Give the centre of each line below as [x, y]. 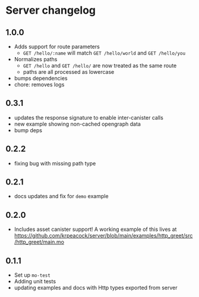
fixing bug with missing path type [55, 163]
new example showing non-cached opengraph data [77, 124]
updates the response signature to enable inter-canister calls [89, 117]
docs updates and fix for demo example [61, 196]
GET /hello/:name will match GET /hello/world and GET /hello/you [104, 53]
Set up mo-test [32, 275]
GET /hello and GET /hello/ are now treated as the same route [100, 65]
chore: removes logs [39, 85]
